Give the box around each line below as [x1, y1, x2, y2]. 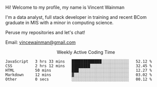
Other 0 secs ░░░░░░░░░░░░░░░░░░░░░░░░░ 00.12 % [5, 77, 152, 82]
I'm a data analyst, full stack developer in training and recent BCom [5, 14, 147, 20]
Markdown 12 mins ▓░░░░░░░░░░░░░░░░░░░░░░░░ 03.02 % [5, 72, 152, 77]
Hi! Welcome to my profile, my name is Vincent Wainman [5, 5, 125, 10]
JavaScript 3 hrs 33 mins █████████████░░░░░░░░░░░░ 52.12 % [5, 59, 152, 64]
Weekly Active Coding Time [57, 49, 115, 55]
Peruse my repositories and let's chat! [5, 30, 85, 35]
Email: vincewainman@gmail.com [5, 39, 76, 45]
